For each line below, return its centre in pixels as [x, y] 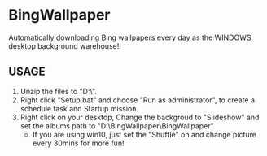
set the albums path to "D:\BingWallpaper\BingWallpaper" [117, 126]
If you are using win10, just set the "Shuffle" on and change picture [144, 134]
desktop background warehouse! [64, 45]
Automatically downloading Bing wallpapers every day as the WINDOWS [130, 37]
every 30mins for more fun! [78, 143]
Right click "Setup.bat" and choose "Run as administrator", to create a [137, 100]
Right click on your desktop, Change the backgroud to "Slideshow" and [140, 117]
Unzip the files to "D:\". [59, 91]
